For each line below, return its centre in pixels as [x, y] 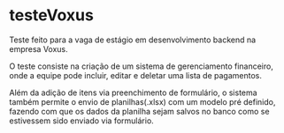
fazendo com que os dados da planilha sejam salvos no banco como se [139, 111]
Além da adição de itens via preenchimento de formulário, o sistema [134, 92]
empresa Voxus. [38, 48]
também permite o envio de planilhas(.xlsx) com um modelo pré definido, [142, 101]
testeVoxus [52, 15]
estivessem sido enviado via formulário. [82, 121]
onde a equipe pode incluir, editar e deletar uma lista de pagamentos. [136, 75]
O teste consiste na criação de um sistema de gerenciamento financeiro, [142, 66]
